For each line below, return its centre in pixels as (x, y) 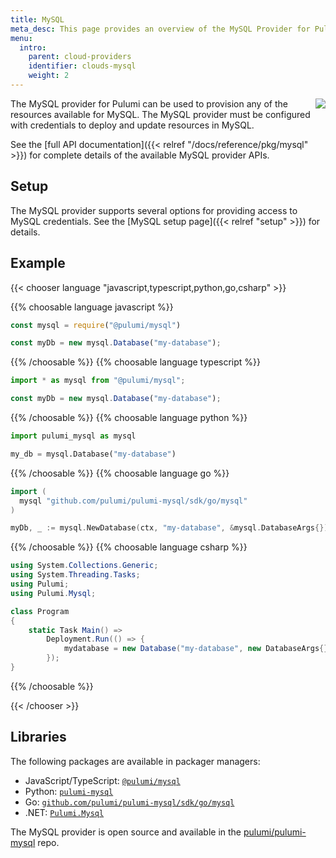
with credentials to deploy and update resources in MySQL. (132, 125)
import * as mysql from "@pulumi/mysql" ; (98, 381)
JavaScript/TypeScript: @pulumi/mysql (102, 780)
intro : (33, 47)
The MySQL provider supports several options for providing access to (154, 210)
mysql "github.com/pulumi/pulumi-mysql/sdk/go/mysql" (133, 501)
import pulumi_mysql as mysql (73, 436)
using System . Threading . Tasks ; (75, 575)
